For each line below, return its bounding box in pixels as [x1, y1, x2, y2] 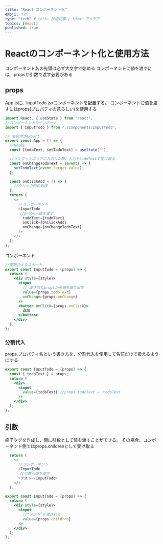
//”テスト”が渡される [23, 512, 61, 517]
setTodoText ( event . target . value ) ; [14, 165, 84, 170]
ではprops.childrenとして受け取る [26, 443, 94, 449]
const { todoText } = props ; [9, 371, 69, 376]
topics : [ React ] [5, 21, 38, 26]
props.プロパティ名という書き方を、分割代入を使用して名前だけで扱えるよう [5, 351, 159, 357]
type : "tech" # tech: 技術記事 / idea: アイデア [5, 16, 100, 21]
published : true [5, 26, 38, 30]
